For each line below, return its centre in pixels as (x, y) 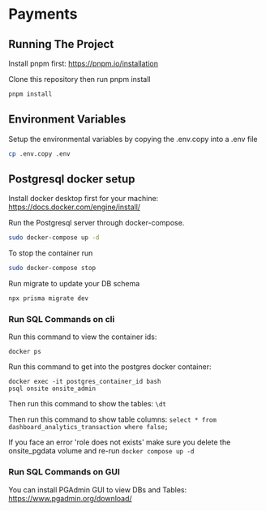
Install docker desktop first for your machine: (84, 199)
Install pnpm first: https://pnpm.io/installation (83, 63)
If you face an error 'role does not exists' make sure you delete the (120, 442)
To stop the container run (51, 253)
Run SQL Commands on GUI (64, 472)
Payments (43, 14)
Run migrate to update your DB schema (74, 284)
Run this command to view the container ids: (83, 337)
